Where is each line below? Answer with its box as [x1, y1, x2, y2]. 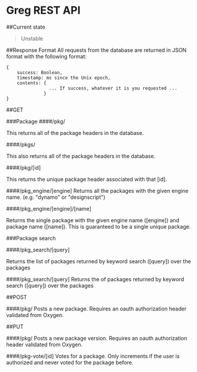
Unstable [20, 35, 44, 42]
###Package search [6, 234, 56, 242]
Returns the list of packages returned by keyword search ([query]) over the [6, 257, 191, 265]
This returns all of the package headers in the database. [6, 129, 144, 136]
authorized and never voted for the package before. [6, 359, 134, 366]
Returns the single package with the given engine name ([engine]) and [6, 216, 180, 224]
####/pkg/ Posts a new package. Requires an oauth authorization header [6, 305, 187, 312]
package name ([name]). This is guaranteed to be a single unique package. [6, 223, 191, 230]
